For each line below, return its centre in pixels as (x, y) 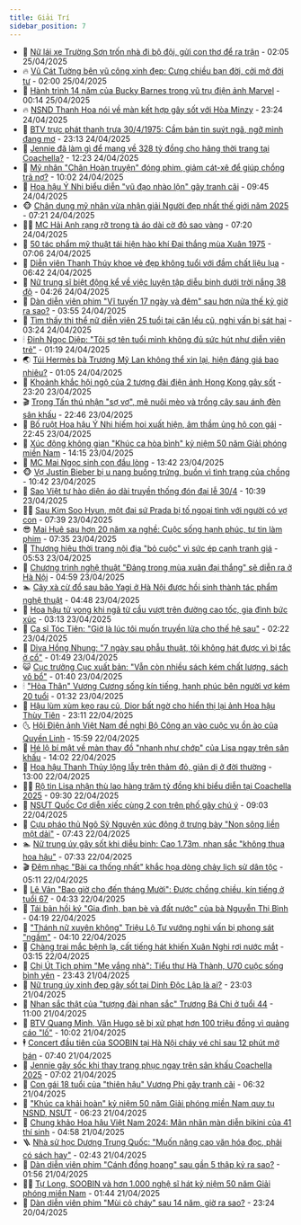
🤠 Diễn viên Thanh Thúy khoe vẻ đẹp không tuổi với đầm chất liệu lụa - (154, 262)
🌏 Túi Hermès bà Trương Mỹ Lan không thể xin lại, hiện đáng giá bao (150, 360)
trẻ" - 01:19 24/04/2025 (66, 349)
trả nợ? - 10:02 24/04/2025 (73, 177)
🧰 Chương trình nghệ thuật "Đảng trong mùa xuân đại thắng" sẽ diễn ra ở (157, 567)
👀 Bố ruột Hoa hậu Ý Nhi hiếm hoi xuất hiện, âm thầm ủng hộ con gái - (152, 424)
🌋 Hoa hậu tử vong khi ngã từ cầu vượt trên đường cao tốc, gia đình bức (155, 609)
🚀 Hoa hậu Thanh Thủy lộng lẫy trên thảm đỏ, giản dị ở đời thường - (147, 767)
